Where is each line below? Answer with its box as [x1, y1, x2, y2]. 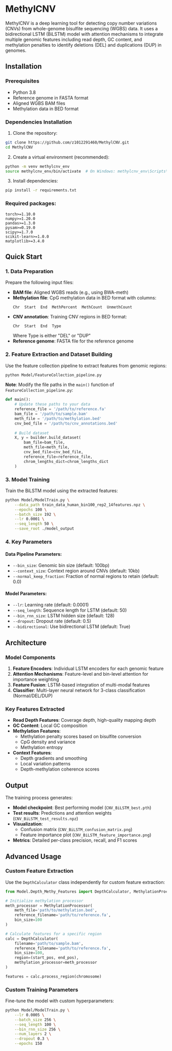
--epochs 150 [14, 1041, 42, 1046]
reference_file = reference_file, [24, 454, 93, 459]
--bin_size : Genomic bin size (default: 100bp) [12, 562, 110, 569]
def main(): [5, 397, 31, 402]
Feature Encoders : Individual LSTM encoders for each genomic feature [12, 665, 164, 672]
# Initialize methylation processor [5, 898, 83, 903]
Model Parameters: [5, 590, 47, 596]
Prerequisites [5, 77, 39, 85]
